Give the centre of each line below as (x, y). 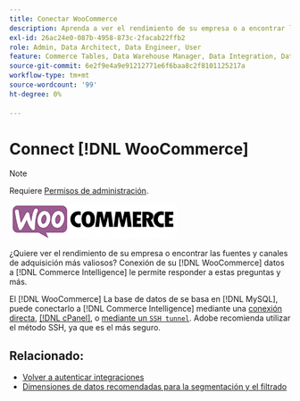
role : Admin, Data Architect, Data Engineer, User (105, 47)
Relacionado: (47, 356)
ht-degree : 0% (36, 94)
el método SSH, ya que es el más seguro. (85, 328)
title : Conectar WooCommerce (63, 19)
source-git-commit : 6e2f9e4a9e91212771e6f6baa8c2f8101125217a (127, 66)
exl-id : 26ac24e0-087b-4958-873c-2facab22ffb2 (97, 38)
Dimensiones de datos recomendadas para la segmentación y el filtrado (154, 387)
